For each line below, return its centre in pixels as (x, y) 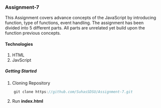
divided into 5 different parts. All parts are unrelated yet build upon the (75, 28)
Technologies (19, 44)
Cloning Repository (31, 83)
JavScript (22, 60)
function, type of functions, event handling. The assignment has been (74, 23)
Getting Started (21, 71)
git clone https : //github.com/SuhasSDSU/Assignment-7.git (73, 92)
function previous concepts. (33, 33)
